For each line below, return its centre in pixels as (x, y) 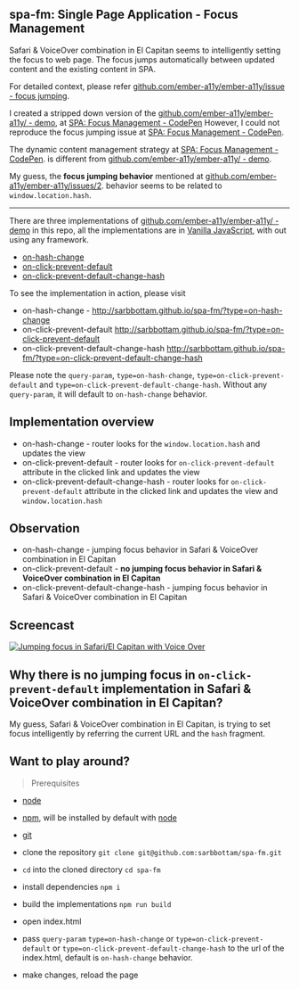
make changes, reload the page (80, 975)
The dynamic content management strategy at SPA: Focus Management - (144, 149)
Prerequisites (55, 783)
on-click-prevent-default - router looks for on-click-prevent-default (148, 462)
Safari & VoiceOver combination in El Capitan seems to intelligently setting (145, 50)
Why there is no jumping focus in (102, 675)
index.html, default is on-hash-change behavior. (107, 957)
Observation (44, 528)
